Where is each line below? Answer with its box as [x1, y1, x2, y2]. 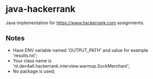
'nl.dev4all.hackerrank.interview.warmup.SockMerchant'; [12, 63, 130, 69]
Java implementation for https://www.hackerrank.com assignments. [5, 20, 145, 26]
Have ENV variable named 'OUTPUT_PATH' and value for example [12, 47, 149, 53]
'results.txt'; [12, 52, 38, 58]
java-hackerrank [5, 3, 76, 15]
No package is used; [12, 68, 55, 74]
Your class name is [12, 58, 52, 64]
